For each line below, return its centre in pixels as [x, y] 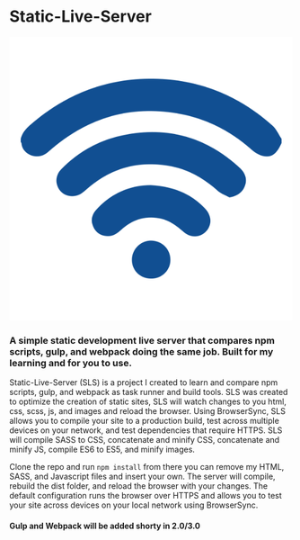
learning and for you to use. [71, 363]
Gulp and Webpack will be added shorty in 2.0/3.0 [105, 526]
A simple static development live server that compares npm [142, 340]
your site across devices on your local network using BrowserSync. [134, 505]
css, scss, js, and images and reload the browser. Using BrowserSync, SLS [147, 411]
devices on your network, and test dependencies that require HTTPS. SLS [146, 430]
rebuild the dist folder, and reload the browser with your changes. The [139, 486]
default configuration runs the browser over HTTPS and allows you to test [146, 496]
